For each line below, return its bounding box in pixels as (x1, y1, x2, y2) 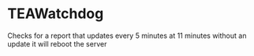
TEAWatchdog (7, 5, 104, 23)
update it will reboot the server (7, 39, 107, 48)
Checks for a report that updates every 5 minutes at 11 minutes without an (7, 31, 247, 40)
